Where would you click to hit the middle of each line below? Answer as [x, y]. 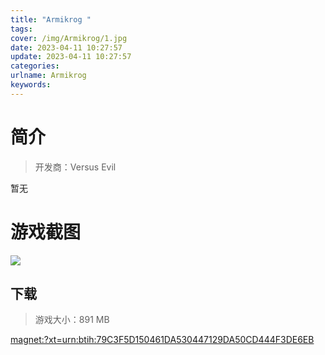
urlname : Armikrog [48, 76]
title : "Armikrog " [51, 19]
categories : [35, 66]
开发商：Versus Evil [75, 167]
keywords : [31, 85]
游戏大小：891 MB [72, 320]
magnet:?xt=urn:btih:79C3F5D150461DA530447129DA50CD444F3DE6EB [162, 340]
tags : [21, 29]
